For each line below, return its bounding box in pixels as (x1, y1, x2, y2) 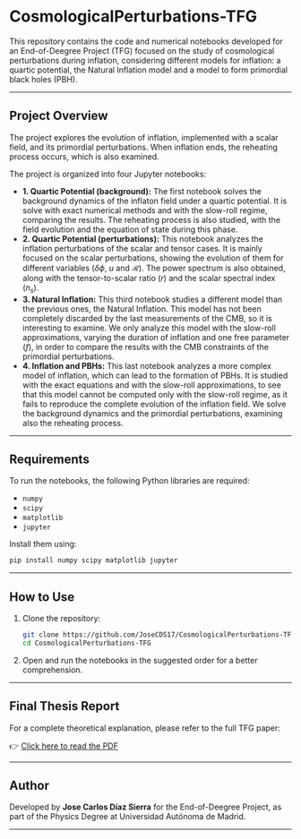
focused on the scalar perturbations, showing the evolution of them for (21, 253, 284, 263)
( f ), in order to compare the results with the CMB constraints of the (21, 341, 269, 352)
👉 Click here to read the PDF (9, 741, 118, 751)
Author (9, 778, 49, 793)
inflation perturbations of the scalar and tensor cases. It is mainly (21, 243, 262, 253)
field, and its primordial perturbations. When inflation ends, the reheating (9, 141, 278, 152)
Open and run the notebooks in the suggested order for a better (21, 655, 258, 665)
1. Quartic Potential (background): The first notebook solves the (21, 185, 262, 196)
